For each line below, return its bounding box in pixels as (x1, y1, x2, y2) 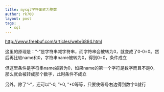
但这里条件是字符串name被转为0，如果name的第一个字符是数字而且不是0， (5, 65, 158, 71)
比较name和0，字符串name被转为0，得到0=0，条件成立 (13, 55, 127, 61)
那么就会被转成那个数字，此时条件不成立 (5, 71, 87, 77)
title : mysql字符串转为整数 (5, 7, 57, 12)
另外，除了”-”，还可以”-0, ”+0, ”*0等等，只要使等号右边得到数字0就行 (5, 81, 146, 88)
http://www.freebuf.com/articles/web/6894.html (5, 38, 102, 44)
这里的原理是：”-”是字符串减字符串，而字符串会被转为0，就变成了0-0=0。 (5, 49, 155, 55)
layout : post (5, 16, 32, 21)
